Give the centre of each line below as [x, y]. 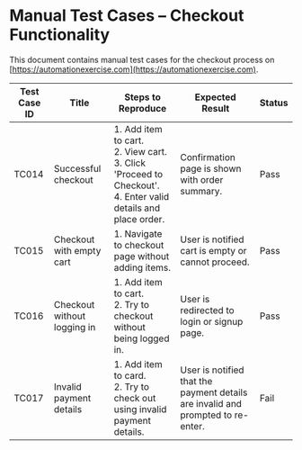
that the [196, 381]
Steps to [143, 97]
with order [201, 179]
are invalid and [211, 403]
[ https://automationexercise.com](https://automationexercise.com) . [134, 69]
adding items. [142, 267]
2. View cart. [141, 151]
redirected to [207, 310]
